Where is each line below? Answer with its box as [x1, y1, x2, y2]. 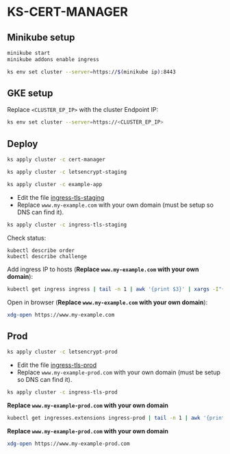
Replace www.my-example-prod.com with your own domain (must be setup [16, 368, 221, 376]
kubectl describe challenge [7, 253, 88, 260]
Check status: [7, 234, 47, 242]
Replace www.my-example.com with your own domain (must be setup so [16, 201, 214, 209]
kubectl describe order [7, 247, 75, 254]
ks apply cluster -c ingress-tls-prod [7, 389, 118, 396]
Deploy [7, 138, 38, 150]
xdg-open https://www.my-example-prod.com [7, 440, 130, 447]
